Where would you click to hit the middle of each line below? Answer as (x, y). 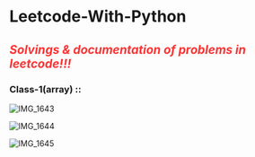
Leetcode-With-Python (98, 17)
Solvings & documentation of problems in (128, 50)
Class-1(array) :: (45, 89)
